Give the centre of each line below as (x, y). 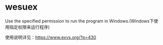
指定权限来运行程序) (29, 27)
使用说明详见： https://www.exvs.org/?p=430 (51, 37)
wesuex (21, 7)
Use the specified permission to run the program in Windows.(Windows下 (80, 21)
